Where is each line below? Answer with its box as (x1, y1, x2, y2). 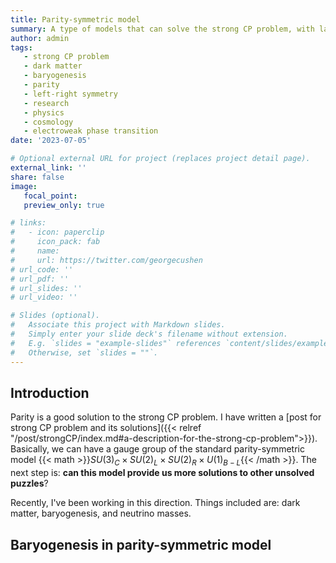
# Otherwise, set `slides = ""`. (10, 347, 159, 358)
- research (23, 98, 70, 108)
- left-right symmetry (23, 89, 118, 99)
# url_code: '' (10, 264, 74, 275)
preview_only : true (23, 200, 105, 210)
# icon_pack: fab (10, 237, 101, 247)
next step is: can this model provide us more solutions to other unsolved (10, 467, 315, 479)
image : (10, 181, 38, 191)
